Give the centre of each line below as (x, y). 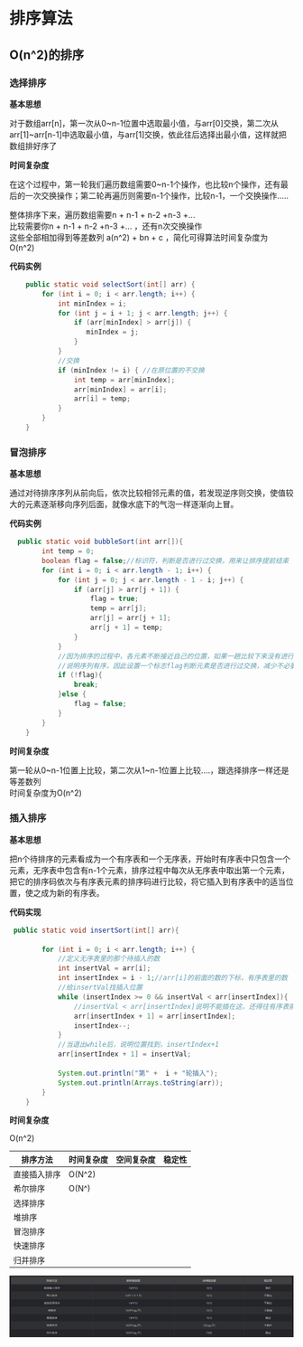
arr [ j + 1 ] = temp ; (127, 628)
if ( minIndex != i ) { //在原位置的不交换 (131, 370)
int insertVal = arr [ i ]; (104, 968)
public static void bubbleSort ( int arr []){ (100, 542)
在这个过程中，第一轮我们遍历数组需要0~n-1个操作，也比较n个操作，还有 (145, 184)
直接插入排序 (37, 1174)
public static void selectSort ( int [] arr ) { (110, 284)
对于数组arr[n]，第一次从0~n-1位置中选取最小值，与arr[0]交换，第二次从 (144, 123)
